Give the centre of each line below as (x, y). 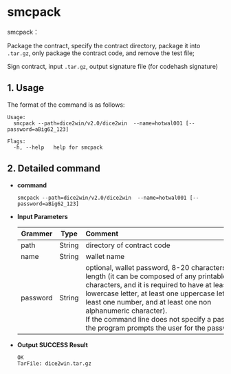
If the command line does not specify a (148, 319)
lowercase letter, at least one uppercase (150, 293)
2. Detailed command (54, 168)
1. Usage (26, 88)
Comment (102, 233)
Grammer (37, 233)
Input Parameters (43, 216)
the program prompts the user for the (146, 328)
